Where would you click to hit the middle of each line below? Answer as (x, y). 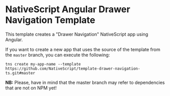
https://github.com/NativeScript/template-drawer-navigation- (73, 69)
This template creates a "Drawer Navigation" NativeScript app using (77, 34)
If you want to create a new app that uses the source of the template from (83, 49)
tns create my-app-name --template (43, 64)
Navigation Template (50, 20)
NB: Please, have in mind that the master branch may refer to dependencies (85, 82)
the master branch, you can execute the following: (58, 55)
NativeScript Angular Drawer (68, 9)
